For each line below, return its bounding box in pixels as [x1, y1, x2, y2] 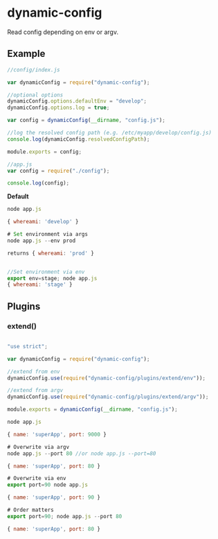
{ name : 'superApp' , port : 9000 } [7, 431, 107, 438]
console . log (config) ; [7, 180, 70, 187]
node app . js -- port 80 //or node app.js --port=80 [7, 450, 156, 457]
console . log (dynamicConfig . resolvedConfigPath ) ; [7, 135, 150, 143]
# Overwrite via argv [7, 443, 70, 450]
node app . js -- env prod [7, 237, 76, 244]
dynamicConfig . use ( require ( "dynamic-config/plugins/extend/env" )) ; [7, 375, 206, 382]
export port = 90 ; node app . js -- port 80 [7, 513, 122, 520]
